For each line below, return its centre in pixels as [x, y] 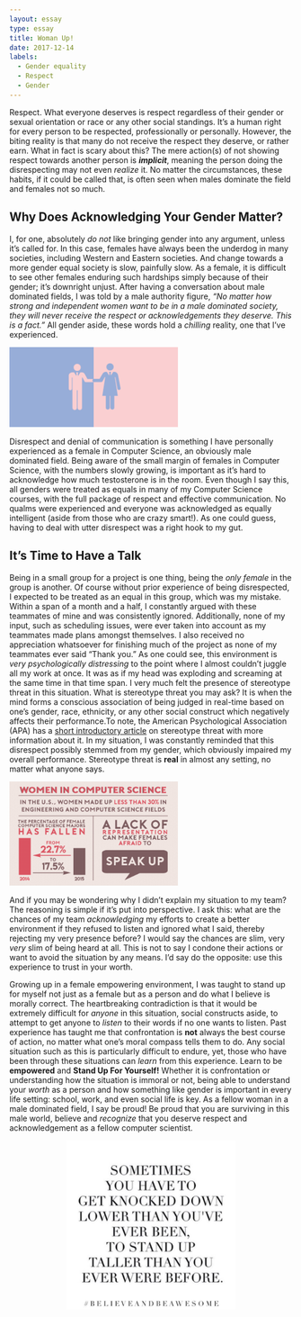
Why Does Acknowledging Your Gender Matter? [146, 217]
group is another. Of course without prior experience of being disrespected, [150, 587]
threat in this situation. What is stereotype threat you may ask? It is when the [150, 692]
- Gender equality [52, 67]
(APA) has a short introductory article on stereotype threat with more [136, 730]
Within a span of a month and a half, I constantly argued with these [133, 606]
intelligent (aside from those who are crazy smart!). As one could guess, [143, 519]
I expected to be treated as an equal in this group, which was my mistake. [145, 596]
